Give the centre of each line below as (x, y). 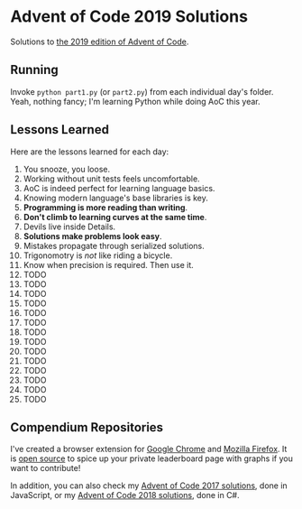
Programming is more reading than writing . (105, 207)
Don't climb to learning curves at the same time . (115, 217)
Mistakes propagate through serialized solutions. (114, 245)
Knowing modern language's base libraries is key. (115, 198)
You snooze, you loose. (67, 169)
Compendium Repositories (87, 427)
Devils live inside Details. (69, 227)
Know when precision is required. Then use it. (109, 264)
